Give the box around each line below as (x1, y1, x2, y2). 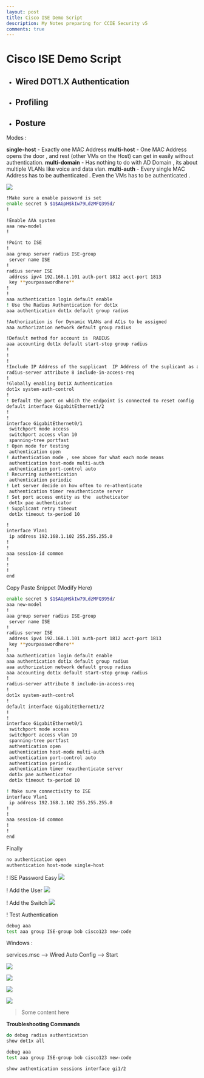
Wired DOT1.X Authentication (15, 76, 129, 87)
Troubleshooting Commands (6, 1021, 80, 1028)
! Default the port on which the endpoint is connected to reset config (6, 398, 194, 404)
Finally (6, 844, 23, 852)
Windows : (6, 940, 33, 947)
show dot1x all (6, 1038, 45, 1044)
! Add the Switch (6, 899, 48, 906)
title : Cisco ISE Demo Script (6, 15, 83, 21)
